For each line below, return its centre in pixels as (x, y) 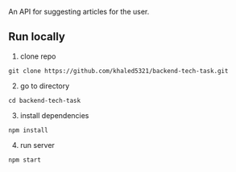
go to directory (45, 86)
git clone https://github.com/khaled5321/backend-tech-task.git (118, 71)
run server (37, 145)
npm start (25, 160)
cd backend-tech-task (45, 100)
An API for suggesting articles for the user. (79, 12)
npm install (28, 130)
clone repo (38, 56)
